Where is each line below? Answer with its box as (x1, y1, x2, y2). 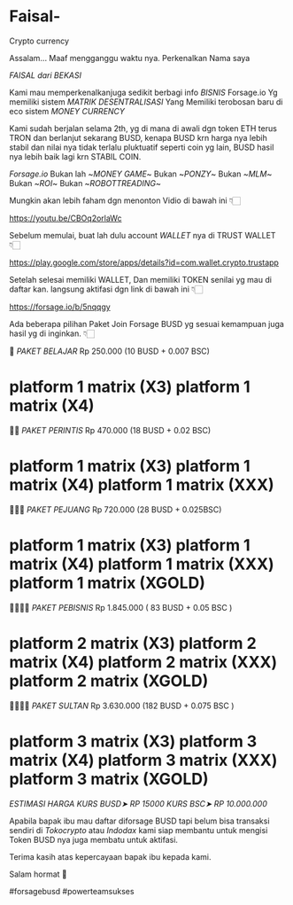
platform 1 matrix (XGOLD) (9, 573, 206, 593)
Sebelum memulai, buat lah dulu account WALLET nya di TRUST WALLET (9, 230, 276, 240)
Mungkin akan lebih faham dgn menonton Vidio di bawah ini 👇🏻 (9, 195, 241, 206)
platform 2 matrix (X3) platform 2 (9, 633, 257, 653)
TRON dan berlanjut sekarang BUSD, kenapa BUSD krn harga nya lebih (9, 132, 268, 143)
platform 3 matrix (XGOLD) (9, 768, 210, 789)
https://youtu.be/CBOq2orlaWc (9, 213, 122, 223)
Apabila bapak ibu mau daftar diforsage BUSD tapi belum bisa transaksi (9, 815, 270, 826)
